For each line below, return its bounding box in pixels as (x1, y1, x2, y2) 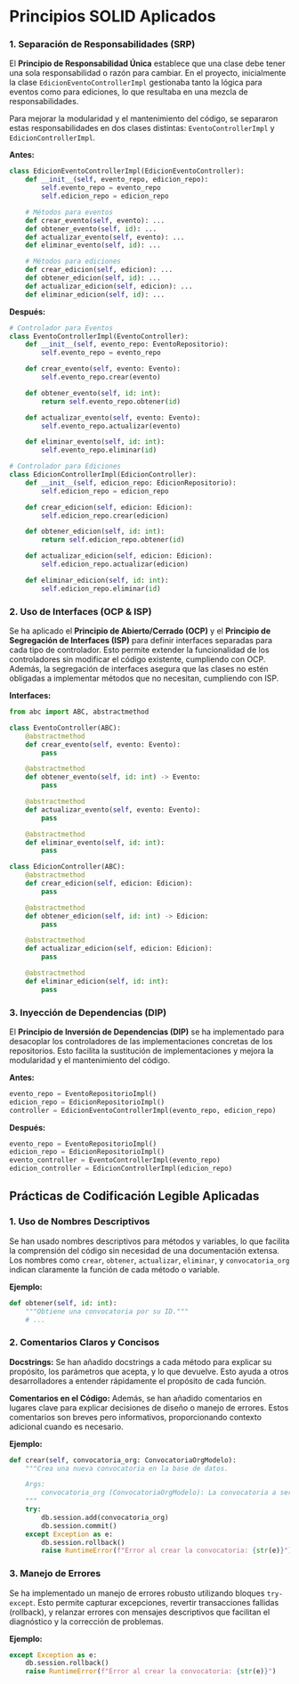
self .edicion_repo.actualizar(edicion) (41, 560, 190, 569)
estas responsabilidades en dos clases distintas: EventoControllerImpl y (9, 123, 275, 134)
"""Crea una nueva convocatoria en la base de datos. (25, 1464, 229, 1473)
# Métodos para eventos (25, 208, 114, 217)
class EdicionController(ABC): (9, 862, 125, 871)
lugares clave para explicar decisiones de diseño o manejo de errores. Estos (9, 1402, 289, 1413)
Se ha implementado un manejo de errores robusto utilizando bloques (9, 1588, 265, 1598)
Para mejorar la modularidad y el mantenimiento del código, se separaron (9, 113, 279, 124)
